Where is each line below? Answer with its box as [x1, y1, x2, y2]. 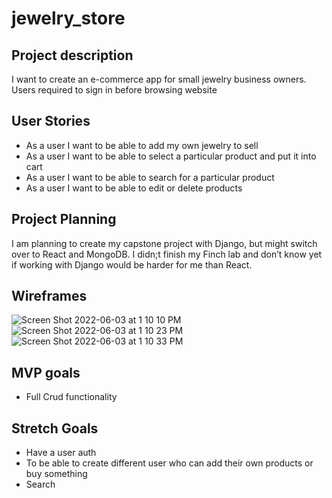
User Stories [11, 113, 91, 130]
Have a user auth [25, 447, 97, 459]
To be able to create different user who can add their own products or [25, 457, 314, 469]
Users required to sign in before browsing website [11, 84, 218, 96]
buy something [25, 468, 88, 480]
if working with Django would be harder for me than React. [11, 258, 253, 271]
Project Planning [11, 211, 117, 228]
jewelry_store [11, 7, 126, 30]
